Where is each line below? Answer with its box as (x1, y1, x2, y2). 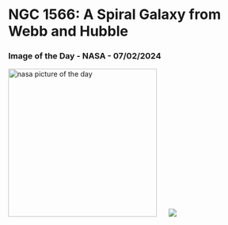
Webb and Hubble (8, 22, 129, 40)
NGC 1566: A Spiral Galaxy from (8, 6, 222, 24)
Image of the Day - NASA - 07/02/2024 (8, 51, 161, 62)
